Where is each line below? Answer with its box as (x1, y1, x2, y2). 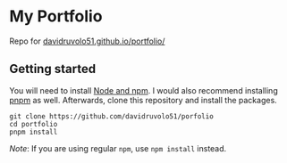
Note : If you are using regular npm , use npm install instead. (9, 143, 227, 153)
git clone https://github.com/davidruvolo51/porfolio (9, 111, 215, 121)
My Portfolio (9, 6, 103, 27)
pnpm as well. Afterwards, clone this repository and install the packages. (9, 94, 277, 105)
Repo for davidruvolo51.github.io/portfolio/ (9, 36, 165, 46)
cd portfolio (9, 119, 58, 128)
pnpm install (9, 127, 58, 136)
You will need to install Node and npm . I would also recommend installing (9, 85, 279, 95)
